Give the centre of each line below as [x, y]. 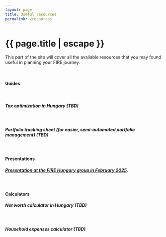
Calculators [17, 194]
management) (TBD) [27, 135]
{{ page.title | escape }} [55, 43]
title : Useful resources [31, 14]
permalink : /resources [29, 19]
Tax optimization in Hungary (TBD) [42, 106]
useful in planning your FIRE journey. [43, 62]
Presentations [20, 159]
